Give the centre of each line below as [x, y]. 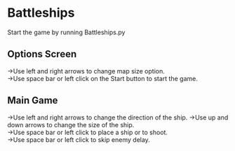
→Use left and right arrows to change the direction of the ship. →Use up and [118, 117]
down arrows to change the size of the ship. [71, 124]
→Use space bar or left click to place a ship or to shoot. [88, 132]
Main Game [33, 100]
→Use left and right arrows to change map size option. [86, 71]
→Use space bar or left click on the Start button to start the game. [102, 78]
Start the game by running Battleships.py [66, 32]
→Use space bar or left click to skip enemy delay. [79, 139]
